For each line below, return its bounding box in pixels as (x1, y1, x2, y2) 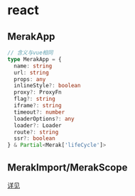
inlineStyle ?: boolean (13, 82, 81, 89)
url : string (13, 69, 50, 76)
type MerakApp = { (7, 55, 62, 62)
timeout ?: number (13, 109, 65, 116)
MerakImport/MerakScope (7, 161, 128, 173)
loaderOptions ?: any (13, 115, 75, 122)
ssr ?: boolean (13, 135, 55, 142)
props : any (13, 75, 46, 83)
